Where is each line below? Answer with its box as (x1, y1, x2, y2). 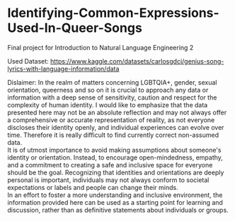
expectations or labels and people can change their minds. (7, 183, 178, 191)
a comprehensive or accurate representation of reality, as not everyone (7, 115, 215, 124)
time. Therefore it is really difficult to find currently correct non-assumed (7, 131, 219, 139)
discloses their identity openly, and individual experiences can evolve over (7, 123, 224, 131)
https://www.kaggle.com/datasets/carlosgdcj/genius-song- (50, 56, 224, 65)
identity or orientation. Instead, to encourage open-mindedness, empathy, (7, 153, 223, 162)
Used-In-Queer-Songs (7, 20, 143, 36)
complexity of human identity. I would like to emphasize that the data (7, 100, 208, 109)
